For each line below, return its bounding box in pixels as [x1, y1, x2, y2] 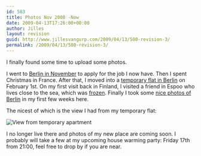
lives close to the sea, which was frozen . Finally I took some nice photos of [6, 89, 191, 96]
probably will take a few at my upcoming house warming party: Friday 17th [6, 136, 190, 143]
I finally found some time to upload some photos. [6, 58, 127, 66]
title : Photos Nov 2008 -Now [6, 14, 79, 20]
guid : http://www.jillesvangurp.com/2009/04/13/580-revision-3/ [6, 36, 170, 42]
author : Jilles [6, 25, 44, 32]
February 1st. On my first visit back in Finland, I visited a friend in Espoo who [6, 82, 195, 90]
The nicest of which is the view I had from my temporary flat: [6, 107, 157, 114]
